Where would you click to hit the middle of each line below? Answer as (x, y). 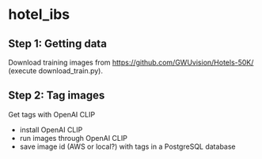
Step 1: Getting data (57, 44)
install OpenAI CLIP (51, 129)
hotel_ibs (39, 15)
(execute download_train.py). (56, 71)
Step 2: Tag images (57, 96)
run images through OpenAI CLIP (74, 138)
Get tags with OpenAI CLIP (52, 114)
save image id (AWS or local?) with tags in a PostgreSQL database (127, 146)
